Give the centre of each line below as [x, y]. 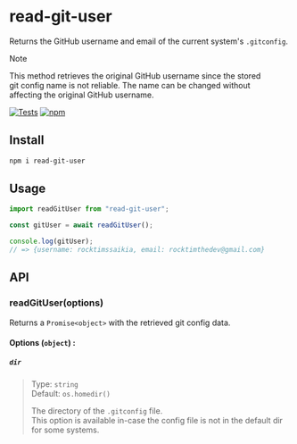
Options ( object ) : [42, 343]
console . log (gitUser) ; [51, 242]
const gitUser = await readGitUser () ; [81, 225]
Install [27, 140]
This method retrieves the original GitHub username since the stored [135, 75]
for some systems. [65, 430]
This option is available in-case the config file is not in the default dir [157, 421]
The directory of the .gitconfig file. [97, 411]
